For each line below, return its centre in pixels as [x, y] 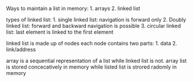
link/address [21, 49]
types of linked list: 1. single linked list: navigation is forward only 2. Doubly [96, 19]
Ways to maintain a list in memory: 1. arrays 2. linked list [73, 8]
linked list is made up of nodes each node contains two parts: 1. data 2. [92, 43]
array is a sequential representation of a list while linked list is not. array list [96, 61]
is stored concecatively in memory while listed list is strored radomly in [92, 67]
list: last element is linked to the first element [60, 32]
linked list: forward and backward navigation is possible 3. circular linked [94, 26]
